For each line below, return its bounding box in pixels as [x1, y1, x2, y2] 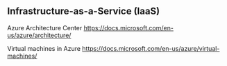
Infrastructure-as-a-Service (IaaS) [7, 5, 160, 17]
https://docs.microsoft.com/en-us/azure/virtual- [82, 44, 220, 52]
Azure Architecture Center [7, 23, 83, 32]
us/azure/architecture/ [7, 31, 72, 39]
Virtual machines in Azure [7, 44, 81, 52]
